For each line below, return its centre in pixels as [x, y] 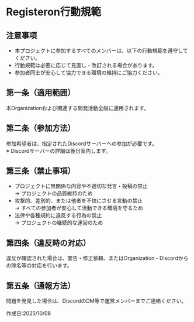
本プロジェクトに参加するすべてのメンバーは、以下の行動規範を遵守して [101, 51]
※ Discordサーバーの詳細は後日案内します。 [58, 150]
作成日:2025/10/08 [29, 313]
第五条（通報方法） [41, 285]
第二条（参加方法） [41, 129]
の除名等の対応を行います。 [39, 266]
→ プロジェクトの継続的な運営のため [59, 222]
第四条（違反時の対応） [48, 243]
